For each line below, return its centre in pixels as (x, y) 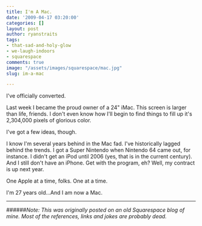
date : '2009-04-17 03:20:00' (43, 17)
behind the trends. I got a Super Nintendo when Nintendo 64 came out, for (99, 150)
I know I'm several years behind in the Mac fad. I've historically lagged (93, 144)
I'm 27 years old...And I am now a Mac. (54, 193)
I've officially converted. (36, 96)
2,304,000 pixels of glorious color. (49, 121)
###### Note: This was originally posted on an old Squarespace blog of (96, 210)
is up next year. (25, 169)
